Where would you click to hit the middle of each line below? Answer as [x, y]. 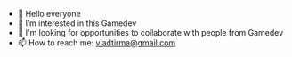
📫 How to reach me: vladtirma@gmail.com [97, 43]
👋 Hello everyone [49, 14]
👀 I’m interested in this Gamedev [77, 23]
